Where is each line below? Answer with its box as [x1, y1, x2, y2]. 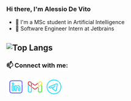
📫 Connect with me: [6, 61, 68, 70]
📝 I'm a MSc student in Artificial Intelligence [15, 19, 125, 26]
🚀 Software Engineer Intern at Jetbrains [15, 25, 115, 32]
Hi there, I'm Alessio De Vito [6, 5, 91, 13]
